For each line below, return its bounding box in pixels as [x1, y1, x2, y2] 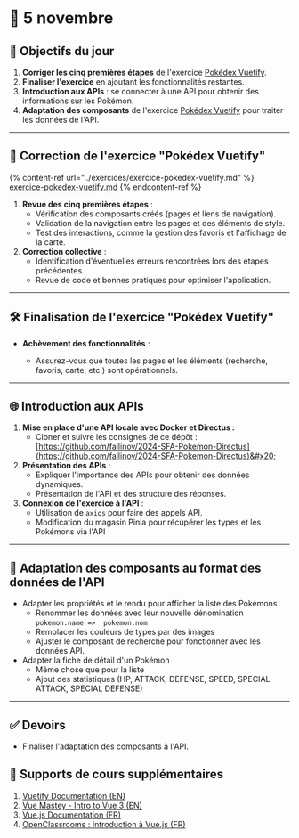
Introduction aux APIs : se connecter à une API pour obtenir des [21, 86, 260, 96]
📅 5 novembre [9, 8, 114, 28]
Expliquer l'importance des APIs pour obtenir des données [35, 469, 250, 480]
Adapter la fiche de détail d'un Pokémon [21, 655, 171, 666]
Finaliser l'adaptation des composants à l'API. [21, 741, 190, 752]
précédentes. [35, 264, 85, 275]
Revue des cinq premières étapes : [21, 199, 153, 209]
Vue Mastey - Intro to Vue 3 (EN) [21, 800, 142, 810]
